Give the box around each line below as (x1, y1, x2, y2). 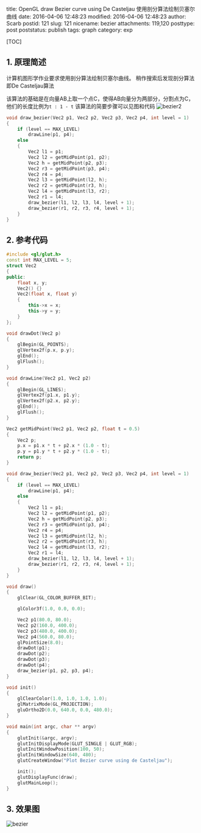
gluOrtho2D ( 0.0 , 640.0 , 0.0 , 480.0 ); (17, 707, 113, 713)
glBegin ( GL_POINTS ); (17, 341, 69, 348)
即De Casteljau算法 (6, 82, 55, 89)
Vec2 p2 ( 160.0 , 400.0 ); (17, 622, 78, 629)
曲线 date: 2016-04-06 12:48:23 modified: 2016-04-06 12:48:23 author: (6, 13, 186, 20)
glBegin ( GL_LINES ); (17, 386, 67, 392)
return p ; (17, 454, 43, 461)
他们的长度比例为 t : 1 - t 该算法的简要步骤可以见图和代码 (6, 102, 155, 110)
